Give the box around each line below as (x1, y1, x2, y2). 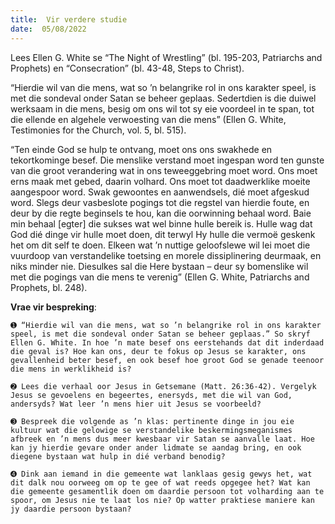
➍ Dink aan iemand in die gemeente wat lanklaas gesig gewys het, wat (10, 469, 313, 479)
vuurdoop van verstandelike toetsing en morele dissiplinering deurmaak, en (10, 249, 322, 261)
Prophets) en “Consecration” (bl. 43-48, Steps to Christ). (10, 62, 245, 74)
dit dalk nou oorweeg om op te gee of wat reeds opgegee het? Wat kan (10, 477, 311, 488)
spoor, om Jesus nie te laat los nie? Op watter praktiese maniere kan (10, 495, 315, 505)
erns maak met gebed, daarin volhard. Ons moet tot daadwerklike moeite (10, 175, 311, 187)
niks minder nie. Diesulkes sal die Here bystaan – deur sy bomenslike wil (10, 260, 309, 272)
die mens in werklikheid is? (10, 364, 132, 374)
